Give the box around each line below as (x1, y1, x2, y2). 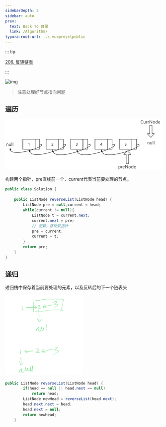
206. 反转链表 (5, 59, 33, 65)
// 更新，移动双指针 (31, 223, 69, 228)
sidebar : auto (5, 13, 35, 18)
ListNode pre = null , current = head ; (23, 202, 101, 207)
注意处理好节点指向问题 (17, 89, 66, 95)
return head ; (31, 391, 59, 397)
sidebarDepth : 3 (5, 8, 39, 13)
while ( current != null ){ (23, 208, 75, 213)
